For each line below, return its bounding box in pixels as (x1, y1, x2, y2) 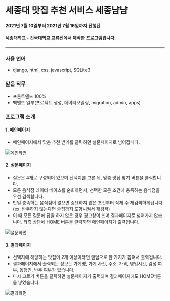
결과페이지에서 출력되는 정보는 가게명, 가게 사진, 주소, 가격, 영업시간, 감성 (12, 261, 157, 267)
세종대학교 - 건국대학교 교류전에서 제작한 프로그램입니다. (5, 35, 116, 41)
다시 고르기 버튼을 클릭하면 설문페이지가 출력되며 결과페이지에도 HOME (12, 273, 153, 279)
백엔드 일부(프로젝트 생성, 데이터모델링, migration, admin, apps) (12, 99, 141, 105)
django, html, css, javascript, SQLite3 (12, 67, 91, 73)
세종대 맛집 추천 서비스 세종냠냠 (5, 5, 128, 16)
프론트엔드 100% (12, 93, 47, 99)
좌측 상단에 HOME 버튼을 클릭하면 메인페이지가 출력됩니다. (23, 219, 140, 225)
